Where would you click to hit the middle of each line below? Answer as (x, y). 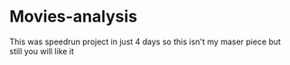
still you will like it (42, 51)
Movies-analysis (74, 17)
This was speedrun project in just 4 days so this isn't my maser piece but (145, 42)
